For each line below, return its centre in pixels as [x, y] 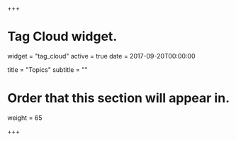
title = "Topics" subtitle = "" [47, 69]
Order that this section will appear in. [119, 98]
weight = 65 [25, 118]
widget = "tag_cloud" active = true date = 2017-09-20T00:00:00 [102, 56]
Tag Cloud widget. [62, 37]
